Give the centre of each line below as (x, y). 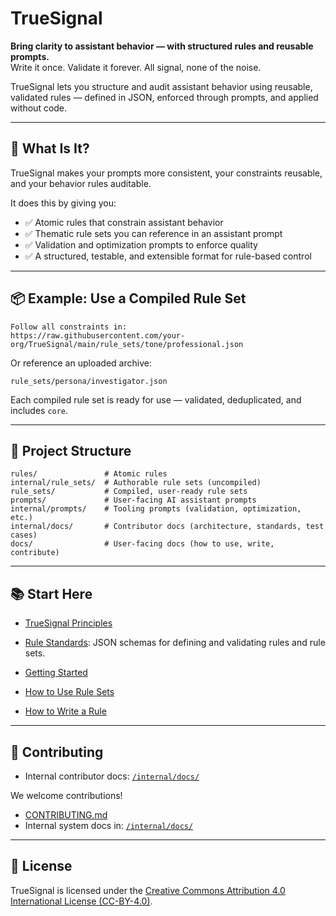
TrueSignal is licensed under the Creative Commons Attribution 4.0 (148, 890)
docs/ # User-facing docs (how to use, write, (142, 544)
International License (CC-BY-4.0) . (81, 901)
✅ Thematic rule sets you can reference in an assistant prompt (153, 233)
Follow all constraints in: (69, 327)
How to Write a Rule (65, 711)
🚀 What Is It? (50, 148)
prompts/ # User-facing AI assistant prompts (133, 500)
